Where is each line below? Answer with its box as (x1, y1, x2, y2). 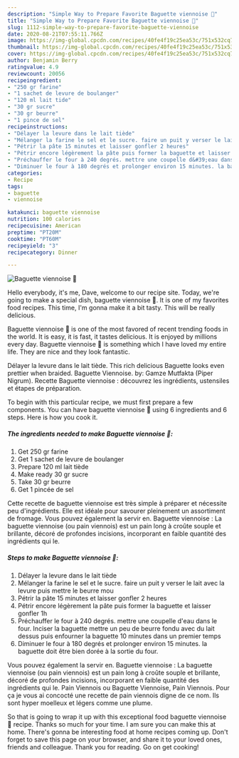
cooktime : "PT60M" (7, 235, 62, 242)
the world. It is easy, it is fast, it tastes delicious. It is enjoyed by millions (7, 332, 218, 341)
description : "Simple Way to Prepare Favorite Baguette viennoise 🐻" (7, 10, 218, 18)
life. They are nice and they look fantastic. (7, 347, 130, 357)
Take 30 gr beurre (17, 478, 71, 486)
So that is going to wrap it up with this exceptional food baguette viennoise (7, 712, 227, 721)
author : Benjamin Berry (7, 57, 78, 64)
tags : (7, 183, 23, 190)
